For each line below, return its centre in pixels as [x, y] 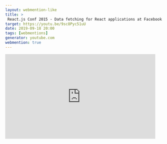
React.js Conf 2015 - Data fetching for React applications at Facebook [85, 19]
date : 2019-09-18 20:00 [30, 29]
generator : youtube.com [30, 38]
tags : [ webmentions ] [27, 33]
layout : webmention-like [31, 10]
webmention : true [23, 43]
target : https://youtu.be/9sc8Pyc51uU [45, 24]
